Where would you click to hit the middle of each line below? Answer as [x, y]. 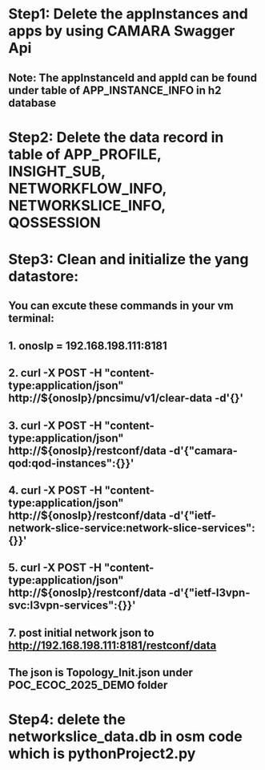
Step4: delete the [67, 720]
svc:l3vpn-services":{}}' [72, 606]
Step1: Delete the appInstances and [128, 14]
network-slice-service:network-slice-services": [132, 528]
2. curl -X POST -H [55, 373]
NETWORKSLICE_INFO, [87, 205]
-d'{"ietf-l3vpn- [209, 593]
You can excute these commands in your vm [121, 306]
